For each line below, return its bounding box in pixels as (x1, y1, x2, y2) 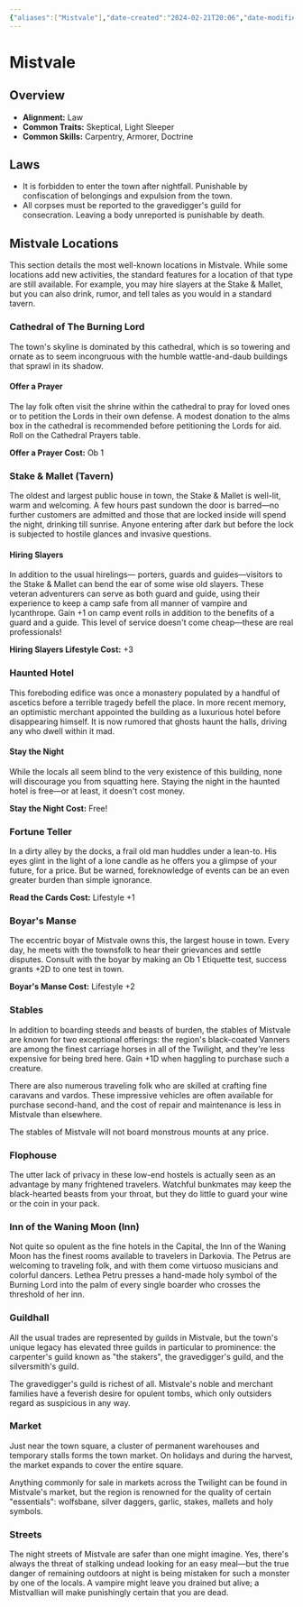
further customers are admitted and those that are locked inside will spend (9, 510, 287, 520)
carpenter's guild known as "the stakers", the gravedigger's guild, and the (9, 1351, 284, 1362)
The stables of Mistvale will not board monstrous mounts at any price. (9, 1126, 269, 1137)
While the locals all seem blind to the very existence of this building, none (9, 766, 282, 776)
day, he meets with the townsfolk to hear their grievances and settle (9, 944, 262, 956)
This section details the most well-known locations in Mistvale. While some (9, 260, 289, 271)
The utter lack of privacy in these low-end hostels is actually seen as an (9, 1169, 277, 1180)
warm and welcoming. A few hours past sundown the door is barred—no (9, 500, 280, 510)
